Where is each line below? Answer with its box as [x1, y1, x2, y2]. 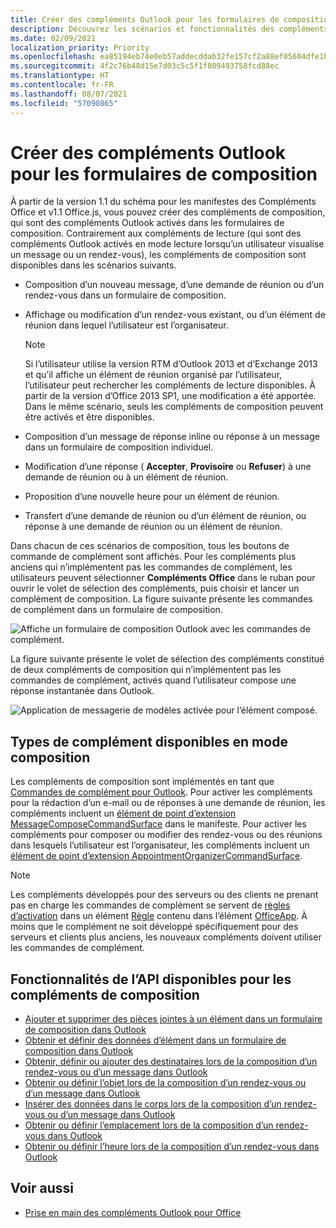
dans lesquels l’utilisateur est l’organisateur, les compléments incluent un [10, 839, 310, 851]
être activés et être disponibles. [24, 411, 155, 423]
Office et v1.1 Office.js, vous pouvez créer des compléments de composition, [10, 206, 326, 218]
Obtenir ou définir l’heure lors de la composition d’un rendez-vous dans [24, 1141, 320, 1153]
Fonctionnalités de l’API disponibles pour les [10, 971, 292, 988]
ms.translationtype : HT [10, 71, 110, 81]
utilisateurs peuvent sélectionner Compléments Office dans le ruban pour [10, 572, 316, 584]
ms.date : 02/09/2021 [10, 33, 97, 43]
